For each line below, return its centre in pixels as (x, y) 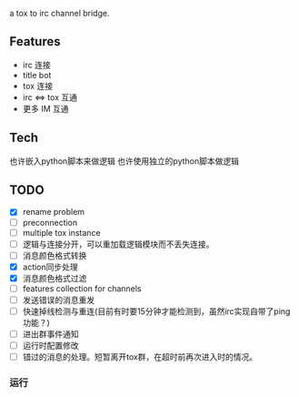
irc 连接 (37, 65)
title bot (37, 75)
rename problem (53, 212)
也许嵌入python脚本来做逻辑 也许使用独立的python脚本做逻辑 (124, 161)
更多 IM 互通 (46, 108)
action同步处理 (50, 267)
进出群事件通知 (50, 334)
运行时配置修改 (50, 346)
